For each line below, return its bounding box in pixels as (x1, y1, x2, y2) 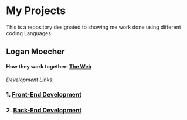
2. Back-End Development (6, 107, 82, 115)
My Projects (6, 4, 66, 18)
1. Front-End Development (6, 91, 82, 99)
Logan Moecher (6, 47, 65, 57)
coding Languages (6, 29, 52, 36)
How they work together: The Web (6, 63, 92, 70)
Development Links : (6, 76, 54, 83)
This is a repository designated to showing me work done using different (6, 23, 182, 30)
